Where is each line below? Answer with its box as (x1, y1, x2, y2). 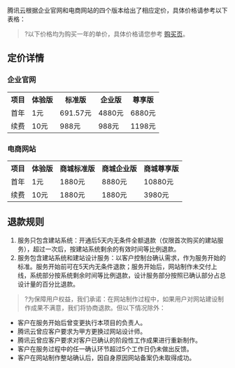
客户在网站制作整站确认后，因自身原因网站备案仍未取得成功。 (17, 353, 196, 362)
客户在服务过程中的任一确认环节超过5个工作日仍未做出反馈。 (17, 344, 194, 353)
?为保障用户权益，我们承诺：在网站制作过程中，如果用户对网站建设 (24, 294, 218, 303)
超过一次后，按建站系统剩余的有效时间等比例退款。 (32, 245, 180, 253)
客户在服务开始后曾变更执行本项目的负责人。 (17, 318, 147, 327)
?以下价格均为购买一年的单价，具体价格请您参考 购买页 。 (24, 30, 189, 38)
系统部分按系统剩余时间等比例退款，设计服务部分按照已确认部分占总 (29, 271, 226, 279)
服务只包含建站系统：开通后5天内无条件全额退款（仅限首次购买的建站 (17, 236, 218, 244)
